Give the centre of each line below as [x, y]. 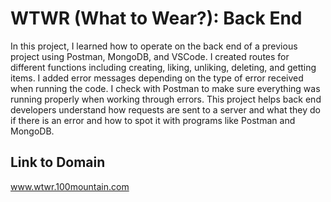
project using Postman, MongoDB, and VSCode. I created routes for [150, 56]
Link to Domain [58, 162]
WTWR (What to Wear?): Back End [156, 18]
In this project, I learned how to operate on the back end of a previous [154, 46]
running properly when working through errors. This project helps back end [166, 99]
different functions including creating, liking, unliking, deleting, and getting [163, 67]
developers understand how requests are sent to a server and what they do [165, 109]
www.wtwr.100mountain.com [70, 186]
